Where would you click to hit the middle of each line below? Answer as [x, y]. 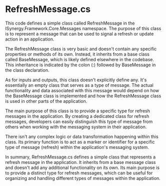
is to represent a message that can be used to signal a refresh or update [79, 34]
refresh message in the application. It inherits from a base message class [80, 162]
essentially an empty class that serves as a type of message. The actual [79, 85]
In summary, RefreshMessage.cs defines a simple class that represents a [80, 157]
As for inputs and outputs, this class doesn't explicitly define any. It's [76, 80]
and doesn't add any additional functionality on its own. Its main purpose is [82, 167]
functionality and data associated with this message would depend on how [82, 90]
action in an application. [30, 39]
